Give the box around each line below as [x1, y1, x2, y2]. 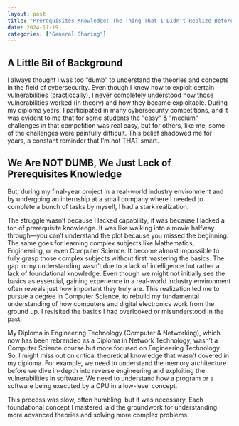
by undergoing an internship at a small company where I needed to [7, 194, 204, 203]
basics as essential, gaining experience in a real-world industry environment [7, 276, 231, 285]
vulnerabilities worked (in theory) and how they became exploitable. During [7, 98, 228, 107]
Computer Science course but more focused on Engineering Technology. [7, 343, 222, 352]
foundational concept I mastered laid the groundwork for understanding [7, 402, 218, 411]
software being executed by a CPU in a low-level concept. [7, 381, 178, 390]
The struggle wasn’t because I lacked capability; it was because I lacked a [7, 215, 225, 225]
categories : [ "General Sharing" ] [7, 30, 107, 38]
